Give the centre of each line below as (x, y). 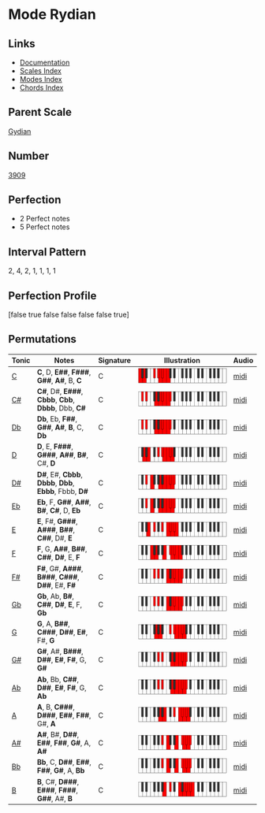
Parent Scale (40, 112)
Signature (115, 361)
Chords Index (41, 87)
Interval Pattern (47, 252)
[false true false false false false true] (69, 315)
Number (29, 156)
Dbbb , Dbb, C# (61, 408)
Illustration (183, 361)
